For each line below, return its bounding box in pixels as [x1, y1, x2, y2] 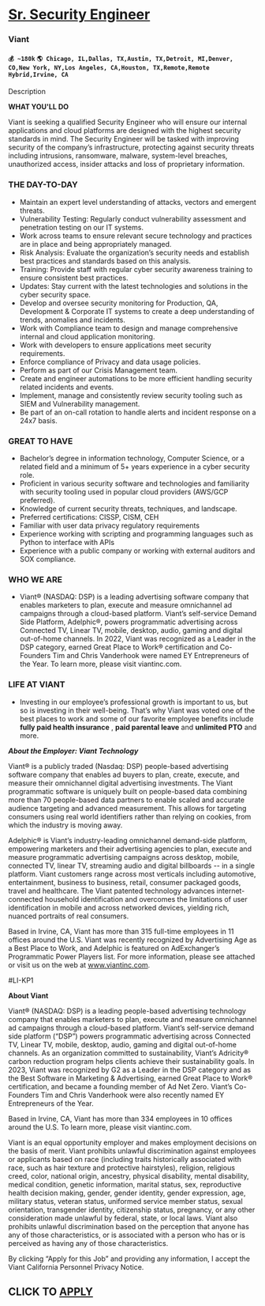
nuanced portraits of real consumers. [8, 911, 129, 921]
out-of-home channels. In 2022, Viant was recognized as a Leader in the [19, 634, 256, 644]
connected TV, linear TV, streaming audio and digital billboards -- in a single [8, 861, 255, 870]
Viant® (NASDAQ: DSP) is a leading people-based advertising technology [8, 1006, 247, 1016]
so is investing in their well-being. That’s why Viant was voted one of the [19, 706, 256, 715]
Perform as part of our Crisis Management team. [19, 365, 177, 375]
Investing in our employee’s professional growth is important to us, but [19, 697, 248, 706]
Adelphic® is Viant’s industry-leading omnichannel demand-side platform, [8, 835, 248, 845]
